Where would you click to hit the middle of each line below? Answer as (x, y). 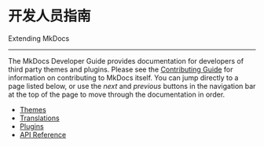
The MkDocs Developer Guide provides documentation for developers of (126, 61)
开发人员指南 (50, 16)
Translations (40, 118)
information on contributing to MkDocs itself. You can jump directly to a (123, 77)
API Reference (43, 134)
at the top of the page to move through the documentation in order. (117, 94)
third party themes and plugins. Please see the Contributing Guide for (121, 69)
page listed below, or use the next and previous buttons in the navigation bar (132, 86)
